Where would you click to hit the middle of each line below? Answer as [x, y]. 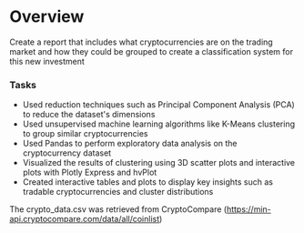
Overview [47, 17]
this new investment [47, 61]
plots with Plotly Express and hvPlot [90, 172]
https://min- [248, 209]
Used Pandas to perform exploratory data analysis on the [130, 144]
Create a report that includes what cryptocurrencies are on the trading [141, 42]
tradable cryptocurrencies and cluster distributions [118, 192]
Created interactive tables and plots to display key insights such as [147, 182]
